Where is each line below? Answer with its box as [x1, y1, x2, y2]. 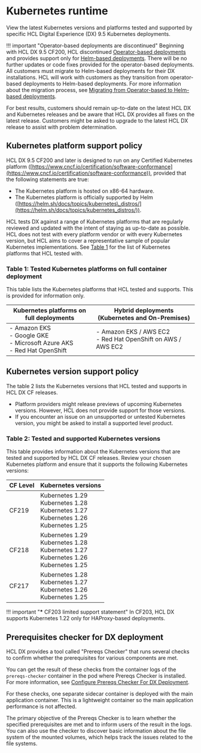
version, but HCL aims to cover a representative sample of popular [6, 237, 170, 244]
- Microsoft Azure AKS [9, 339, 74, 347]
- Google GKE [9, 331, 49, 340]
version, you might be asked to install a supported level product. [14, 419, 173, 426]
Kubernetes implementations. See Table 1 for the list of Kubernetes [6, 243, 171, 251]
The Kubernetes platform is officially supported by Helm [14, 193, 154, 201]
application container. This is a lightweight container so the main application [6, 696, 193, 703]
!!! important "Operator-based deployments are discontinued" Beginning [6, 42, 184, 49]
